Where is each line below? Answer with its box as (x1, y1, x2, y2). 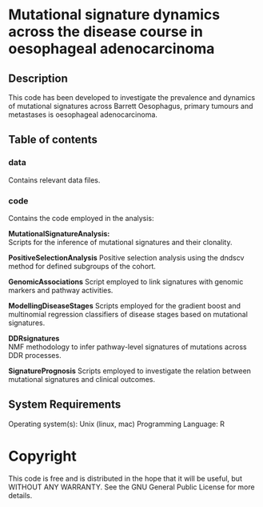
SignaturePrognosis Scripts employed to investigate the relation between (8, 366, 252, 376)
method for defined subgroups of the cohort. (8, 261, 156, 271)
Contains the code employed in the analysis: (8, 213, 154, 223)
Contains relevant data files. (8, 175, 101, 185)
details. (8, 490, 33, 500)
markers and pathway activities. (8, 285, 114, 295)
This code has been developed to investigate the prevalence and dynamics (8, 93, 256, 102)
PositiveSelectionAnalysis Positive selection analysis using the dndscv (8, 252, 245, 262)
